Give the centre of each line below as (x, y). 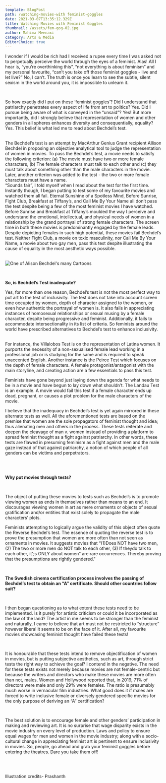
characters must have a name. (36, 180)
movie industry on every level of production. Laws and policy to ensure (78, 730)
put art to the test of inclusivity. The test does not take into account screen (81, 297)
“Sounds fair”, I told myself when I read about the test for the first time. (77, 185)
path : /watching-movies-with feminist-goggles (54, 14)
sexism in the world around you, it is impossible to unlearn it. (67, 82)
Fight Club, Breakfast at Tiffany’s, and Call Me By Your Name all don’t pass (81, 201)
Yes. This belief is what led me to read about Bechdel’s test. (66, 128)
